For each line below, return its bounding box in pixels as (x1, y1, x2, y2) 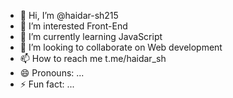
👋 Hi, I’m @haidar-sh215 (19, 10, 119, 21)
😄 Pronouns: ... (19, 67, 85, 79)
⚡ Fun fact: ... (19, 78, 75, 90)
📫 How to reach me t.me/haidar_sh (19, 53, 167, 64)
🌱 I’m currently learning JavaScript (19, 31, 163, 42)
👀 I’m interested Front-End (19, 20, 128, 32)
